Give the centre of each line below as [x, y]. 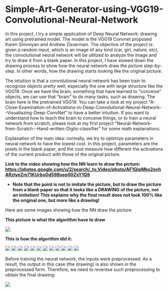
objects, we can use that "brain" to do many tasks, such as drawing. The [80, 97]
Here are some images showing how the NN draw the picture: [69, 210]
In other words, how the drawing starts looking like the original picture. [90, 71]
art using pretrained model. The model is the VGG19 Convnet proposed [78, 39]
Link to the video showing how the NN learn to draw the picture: [73, 164]
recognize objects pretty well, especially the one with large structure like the [84, 86]
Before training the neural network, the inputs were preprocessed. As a [78, 258]
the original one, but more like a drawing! [56, 200]
